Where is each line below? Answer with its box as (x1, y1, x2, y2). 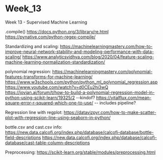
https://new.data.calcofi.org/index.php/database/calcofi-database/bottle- (5, 129, 154, 135)
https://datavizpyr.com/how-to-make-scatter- (63, 109, 156, 115)
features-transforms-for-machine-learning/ (5, 74, 93, 80)
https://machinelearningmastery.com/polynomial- (52, 68, 153, 74)
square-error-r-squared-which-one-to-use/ (5, 100, 93, 106)
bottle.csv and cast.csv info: (5, 124, 62, 130)
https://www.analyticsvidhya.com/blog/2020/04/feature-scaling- (22, 53, 154, 59)
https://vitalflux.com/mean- (96, 94, 152, 101)
